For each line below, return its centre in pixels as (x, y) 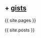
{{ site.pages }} (20, 20)
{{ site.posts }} (20, 30)
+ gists (16, 8)
